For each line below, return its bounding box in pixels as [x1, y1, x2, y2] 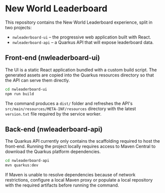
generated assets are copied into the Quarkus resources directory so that [5, 72, 154, 78]
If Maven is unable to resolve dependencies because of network [5, 172, 135, 178]
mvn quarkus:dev [5, 163, 38, 168]
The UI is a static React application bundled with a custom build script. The [5, 67, 157, 73]
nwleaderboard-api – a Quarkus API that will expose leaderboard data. [12, 39, 154, 45]
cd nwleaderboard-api [5, 158, 50, 163]
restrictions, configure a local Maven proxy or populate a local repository [5, 177, 153, 183]
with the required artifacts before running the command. [5, 182, 119, 188]
